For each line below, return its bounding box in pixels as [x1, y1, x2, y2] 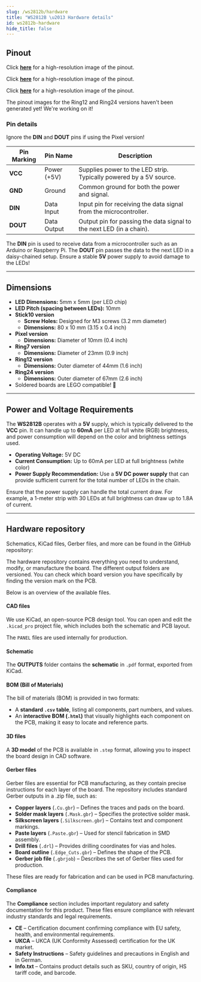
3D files [6, 733, 26, 739]
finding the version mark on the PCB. [6, 577, 98, 584]
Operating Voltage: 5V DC [14, 451, 81, 458]
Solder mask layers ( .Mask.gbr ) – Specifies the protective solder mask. [14, 810, 190, 817]
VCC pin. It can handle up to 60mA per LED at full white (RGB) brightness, [6, 426, 190, 434]
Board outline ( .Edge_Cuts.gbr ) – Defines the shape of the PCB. [14, 848, 172, 856]
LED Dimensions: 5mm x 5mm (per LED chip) [14, 299, 127, 306]
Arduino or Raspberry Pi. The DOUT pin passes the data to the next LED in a [6, 247, 194, 254]
